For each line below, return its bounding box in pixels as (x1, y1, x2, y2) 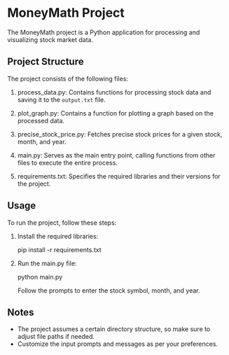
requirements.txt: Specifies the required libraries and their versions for (17, 172, 221, 180)
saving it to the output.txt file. (17, 95, 106, 104)
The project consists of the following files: (7, 74, 128, 83)
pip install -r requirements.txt (17, 245, 102, 253)
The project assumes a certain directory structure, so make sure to (17, 325, 211, 333)
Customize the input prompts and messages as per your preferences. (17, 340, 218, 348)
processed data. (17, 116, 65, 125)
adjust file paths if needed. (17, 333, 95, 341)
